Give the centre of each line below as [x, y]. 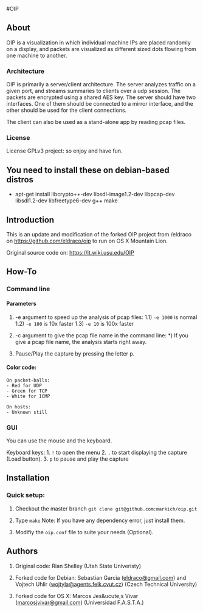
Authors [22, 552]
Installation [28, 478]
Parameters [21, 303]
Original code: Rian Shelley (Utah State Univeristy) [78, 566]
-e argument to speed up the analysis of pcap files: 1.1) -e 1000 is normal [106, 317]
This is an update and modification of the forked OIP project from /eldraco [99, 235]
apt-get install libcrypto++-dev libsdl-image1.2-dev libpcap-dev [95, 194]
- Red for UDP [24, 385]
